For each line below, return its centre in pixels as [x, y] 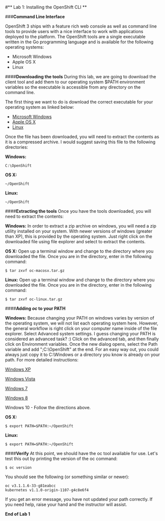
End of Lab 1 [18, 514]
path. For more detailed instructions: [42, 360]
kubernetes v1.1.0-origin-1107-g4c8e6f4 [47, 490]
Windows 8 [16, 398]
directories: [17, 147]
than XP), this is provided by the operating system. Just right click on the [79, 236]
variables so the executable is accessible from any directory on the [73, 87]
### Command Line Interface [35, 16]
